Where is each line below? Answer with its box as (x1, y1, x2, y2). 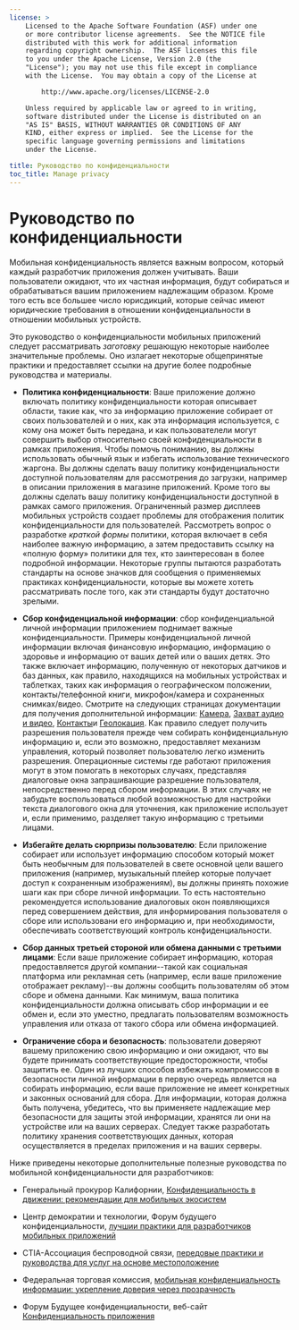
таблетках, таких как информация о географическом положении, (21, 679, 272, 690)
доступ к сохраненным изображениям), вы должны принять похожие (21, 877, 289, 888)
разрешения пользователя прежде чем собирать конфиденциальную (21, 726, 288, 738)
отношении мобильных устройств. (9, 314, 142, 325)
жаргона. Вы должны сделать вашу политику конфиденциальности (21, 462, 279, 473)
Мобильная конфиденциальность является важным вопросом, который (9, 257, 284, 267)
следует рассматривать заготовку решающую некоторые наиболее (9, 341, 270, 352)
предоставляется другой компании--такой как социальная (21, 961, 248, 971)
